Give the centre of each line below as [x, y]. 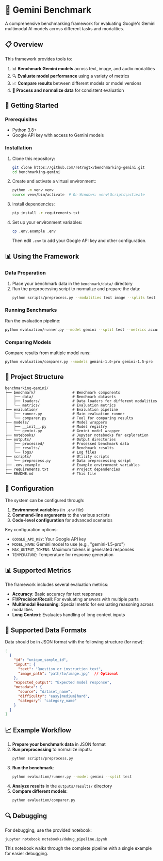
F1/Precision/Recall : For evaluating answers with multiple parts [75, 599]
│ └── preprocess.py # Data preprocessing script [68, 461]
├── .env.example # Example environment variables [72, 465]
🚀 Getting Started [32, 106]
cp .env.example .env [34, 231]
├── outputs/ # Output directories [61, 439]
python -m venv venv [33, 190]
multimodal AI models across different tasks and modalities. [65, 28]
